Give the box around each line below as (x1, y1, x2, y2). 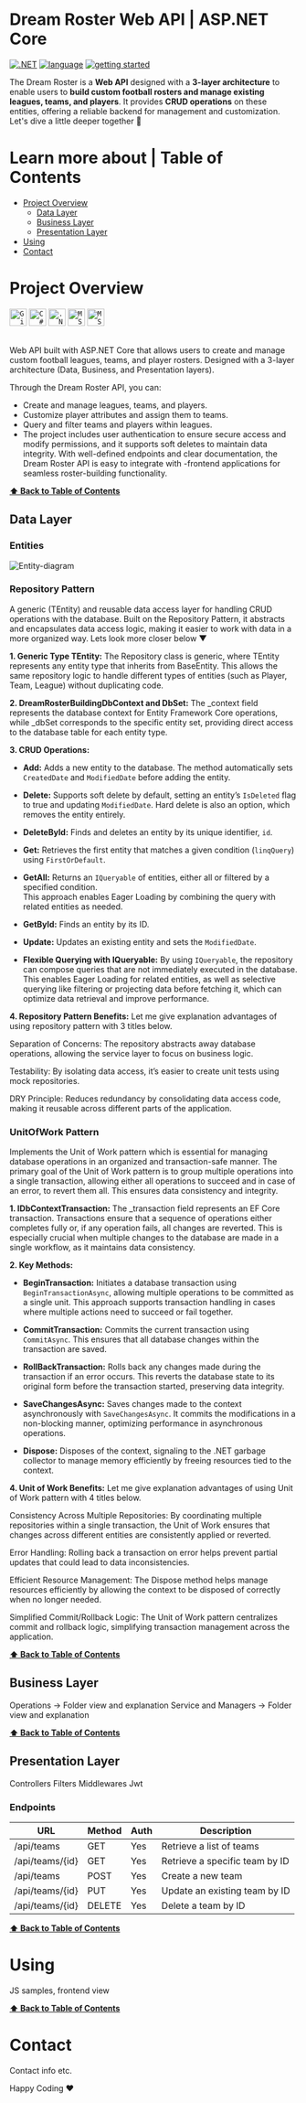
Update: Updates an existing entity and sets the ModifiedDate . (22, 936, 258, 947)
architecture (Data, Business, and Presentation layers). (9, 364, 215, 375)
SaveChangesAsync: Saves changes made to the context (22, 1399, 242, 1410)
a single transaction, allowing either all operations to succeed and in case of (9, 1175, 296, 1186)
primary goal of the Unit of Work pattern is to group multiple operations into (9, 1166, 294, 1177)
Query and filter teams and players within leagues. (22, 419, 213, 430)
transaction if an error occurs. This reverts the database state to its (22, 1371, 276, 1382)
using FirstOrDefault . (22, 853, 106, 864)
